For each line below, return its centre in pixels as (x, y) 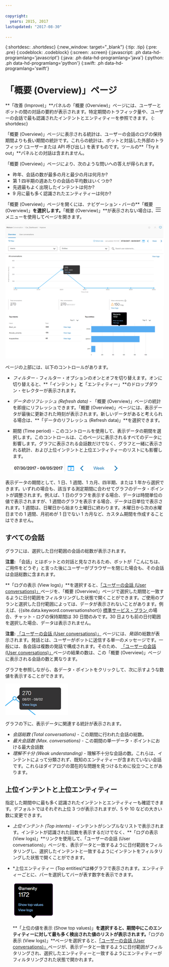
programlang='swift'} (27, 69)
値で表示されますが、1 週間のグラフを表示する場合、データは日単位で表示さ (84, 501)
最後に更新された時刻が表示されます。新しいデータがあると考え (88, 414)
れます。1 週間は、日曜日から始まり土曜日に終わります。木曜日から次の (79, 507)
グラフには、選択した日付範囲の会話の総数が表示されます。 (67, 551)
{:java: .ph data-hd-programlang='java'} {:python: (112, 58)
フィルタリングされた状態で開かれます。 (54, 959)
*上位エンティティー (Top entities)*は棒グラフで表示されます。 (77, 868)
